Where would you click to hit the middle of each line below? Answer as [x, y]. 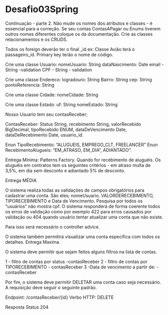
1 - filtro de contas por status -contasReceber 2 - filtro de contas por [76, 261]
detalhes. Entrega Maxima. [33, 242]
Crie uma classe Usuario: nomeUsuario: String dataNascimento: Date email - [85, 64]
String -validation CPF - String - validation [49, 70]
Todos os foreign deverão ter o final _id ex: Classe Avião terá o [70, 49]
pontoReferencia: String [30, 85]
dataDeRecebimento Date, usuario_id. [45, 134]
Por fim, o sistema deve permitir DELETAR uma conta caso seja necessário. [83, 282]
